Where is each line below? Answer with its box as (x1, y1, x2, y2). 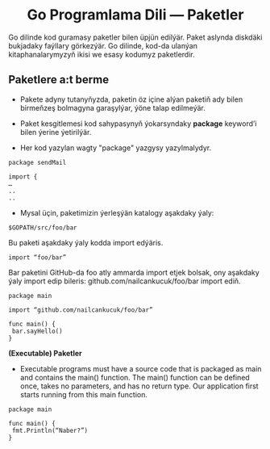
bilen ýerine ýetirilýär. (19, 127, 92, 136)
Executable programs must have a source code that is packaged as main (19, 363, 262, 373)
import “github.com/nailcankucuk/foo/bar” (8, 305, 153, 314)
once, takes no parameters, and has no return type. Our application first (19, 381, 260, 391)
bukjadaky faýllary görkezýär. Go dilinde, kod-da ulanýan (8, 40, 197, 50)
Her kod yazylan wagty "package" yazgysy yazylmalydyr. (19, 143, 212, 153)
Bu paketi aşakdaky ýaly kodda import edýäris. (8, 237, 164, 247)
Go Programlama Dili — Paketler (27, 6, 244, 24)
